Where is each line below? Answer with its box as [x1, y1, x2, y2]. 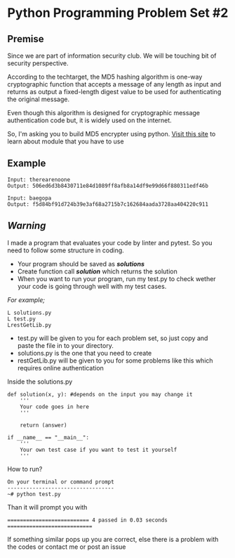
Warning [7, 220, 46, 232]
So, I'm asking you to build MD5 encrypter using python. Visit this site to [7, 130, 216, 138]
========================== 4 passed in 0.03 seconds [7, 517, 168, 524]
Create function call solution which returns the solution [17, 267, 177, 275]
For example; [7, 295, 46, 304]
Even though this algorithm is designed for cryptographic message [7, 109, 200, 117]
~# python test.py [7, 491, 61, 498]
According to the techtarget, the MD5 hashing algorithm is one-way [7, 72, 203, 81]
